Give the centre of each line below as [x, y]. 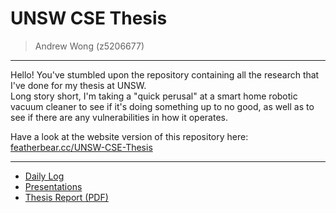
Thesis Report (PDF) [66, 197]
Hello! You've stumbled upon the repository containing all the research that [165, 74]
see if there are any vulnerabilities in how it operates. [119, 117]
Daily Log [44, 176]
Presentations [53, 186]
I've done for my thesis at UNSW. [78, 85]
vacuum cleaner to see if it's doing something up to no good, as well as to [162, 106]
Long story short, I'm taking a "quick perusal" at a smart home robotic [154, 96]
